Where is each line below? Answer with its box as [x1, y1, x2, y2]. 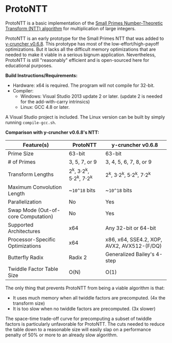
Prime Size [8, 150, 34, 157]
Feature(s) [23, 141, 49, 148]
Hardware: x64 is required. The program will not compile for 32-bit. [12, 82, 155, 88]
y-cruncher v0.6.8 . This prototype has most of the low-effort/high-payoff [5, 40, 159, 47]
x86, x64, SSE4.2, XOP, [105, 236, 162, 243]
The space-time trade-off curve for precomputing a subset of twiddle [5, 315, 152, 322]
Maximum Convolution [8, 184, 62, 191]
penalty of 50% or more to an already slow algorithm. [5, 332, 118, 338]
